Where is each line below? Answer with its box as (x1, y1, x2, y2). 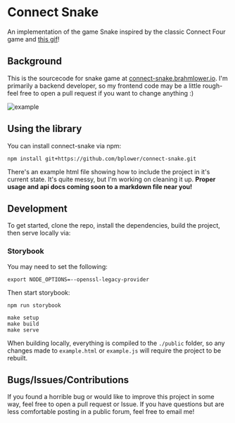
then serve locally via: (7, 229, 71, 237)
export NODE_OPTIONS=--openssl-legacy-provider (7, 275, 150, 283)
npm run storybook (7, 301, 61, 309)
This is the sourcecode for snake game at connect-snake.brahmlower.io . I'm (7, 74, 229, 82)
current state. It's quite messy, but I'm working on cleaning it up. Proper (7, 175, 216, 183)
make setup (7, 314, 39, 321)
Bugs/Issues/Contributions (7, 374, 129, 386)
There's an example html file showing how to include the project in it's (7, 167, 210, 176)
